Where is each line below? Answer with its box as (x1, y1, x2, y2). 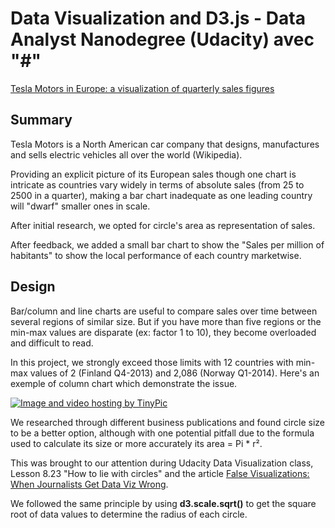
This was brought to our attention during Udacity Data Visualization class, (10, 457, 314, 469)
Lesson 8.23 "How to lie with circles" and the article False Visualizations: (10, 467, 310, 479)
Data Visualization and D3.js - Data (10, 7, 306, 30)
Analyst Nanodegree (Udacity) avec (10, 28, 315, 51)
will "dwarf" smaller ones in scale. (10, 200, 151, 212)
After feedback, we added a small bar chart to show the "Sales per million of (10, 238, 325, 251)
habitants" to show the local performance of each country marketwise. (10, 249, 302, 261)
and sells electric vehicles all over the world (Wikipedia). (10, 148, 243, 161)
